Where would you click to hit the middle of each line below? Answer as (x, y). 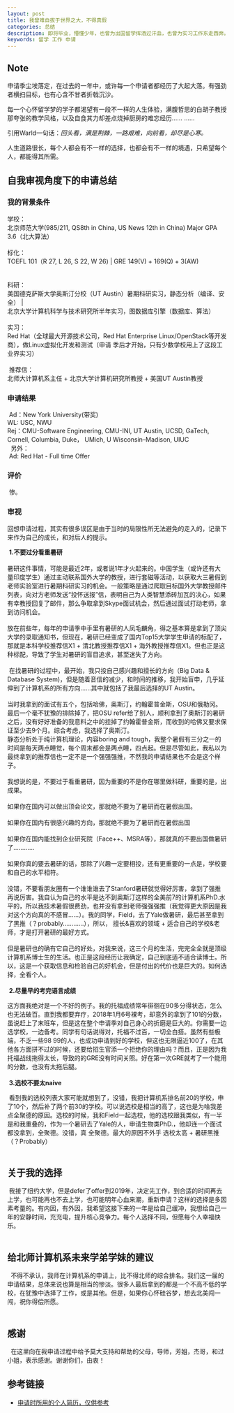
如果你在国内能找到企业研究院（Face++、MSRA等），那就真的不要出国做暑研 (117, 839)
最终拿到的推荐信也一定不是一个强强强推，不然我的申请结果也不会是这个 (111, 756)
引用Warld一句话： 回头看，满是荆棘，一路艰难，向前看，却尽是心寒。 (107, 133)
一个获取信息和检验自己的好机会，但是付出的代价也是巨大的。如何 (126, 966)
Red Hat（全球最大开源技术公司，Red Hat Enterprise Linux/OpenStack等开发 (117, 335)
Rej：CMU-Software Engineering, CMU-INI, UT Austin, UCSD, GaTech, (108, 430)
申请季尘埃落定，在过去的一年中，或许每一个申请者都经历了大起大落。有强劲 (117, 85)
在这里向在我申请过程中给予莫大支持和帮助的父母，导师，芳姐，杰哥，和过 (117, 1351)
